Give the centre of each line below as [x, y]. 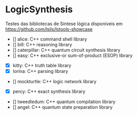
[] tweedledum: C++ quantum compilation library [64, 102]
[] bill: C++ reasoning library [42, 44]
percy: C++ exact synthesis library [49, 91]
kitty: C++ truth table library [42, 65]
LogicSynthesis [39, 9]
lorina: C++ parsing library [40, 71]
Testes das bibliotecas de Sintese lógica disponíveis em [64, 24]
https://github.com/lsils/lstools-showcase [49, 29]
